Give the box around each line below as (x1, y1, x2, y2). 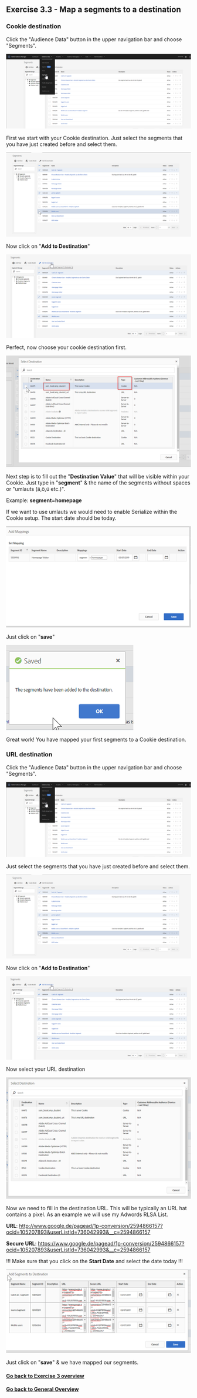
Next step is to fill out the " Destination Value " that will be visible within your (6, 473, 189, 480)
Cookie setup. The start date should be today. (6, 514, 117, 522)
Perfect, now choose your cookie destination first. (6, 344, 127, 351)
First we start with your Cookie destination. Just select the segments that (6, 135, 183, 142)
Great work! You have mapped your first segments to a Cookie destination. (6, 736, 186, 743)
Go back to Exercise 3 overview (6, 1372, 84, 1379)
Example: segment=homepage (6, 497, 82, 504)
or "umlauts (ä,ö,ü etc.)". (6, 485, 66, 492)
